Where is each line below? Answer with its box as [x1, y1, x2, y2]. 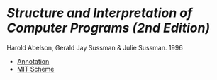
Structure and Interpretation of [6, 5, 193, 21]
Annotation [16, 57, 50, 65]
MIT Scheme [16, 64, 55, 73]
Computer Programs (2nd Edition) [6, 20, 211, 36]
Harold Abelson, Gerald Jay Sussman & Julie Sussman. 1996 [6, 43, 184, 52]
